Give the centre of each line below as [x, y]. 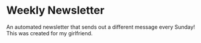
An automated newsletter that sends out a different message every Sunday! [101, 27]
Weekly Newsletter [56, 10]
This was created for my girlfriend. [49, 33]
